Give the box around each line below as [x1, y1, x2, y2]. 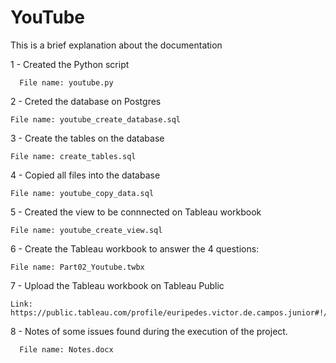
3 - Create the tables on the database [10, 132, 165, 144]
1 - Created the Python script [10, 58, 130, 70]
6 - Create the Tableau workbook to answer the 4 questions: [10, 242, 260, 255]
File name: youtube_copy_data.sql [10, 188, 155, 198]
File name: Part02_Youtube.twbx [10, 262, 145, 272]
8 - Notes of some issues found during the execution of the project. [10, 325, 288, 337]
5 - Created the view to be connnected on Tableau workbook [10, 206, 262, 218]
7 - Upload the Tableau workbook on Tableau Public [10, 279, 225, 291]
